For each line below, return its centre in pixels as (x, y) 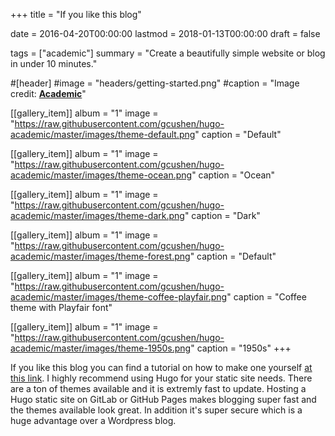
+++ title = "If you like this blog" (76, 14)
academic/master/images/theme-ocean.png (101, 175)
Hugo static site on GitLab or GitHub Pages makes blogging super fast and (163, 399)
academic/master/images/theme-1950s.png (101, 348)
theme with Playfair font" (61, 307)
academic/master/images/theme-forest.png (100, 256)
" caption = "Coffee (266, 297)
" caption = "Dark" (222, 215)
